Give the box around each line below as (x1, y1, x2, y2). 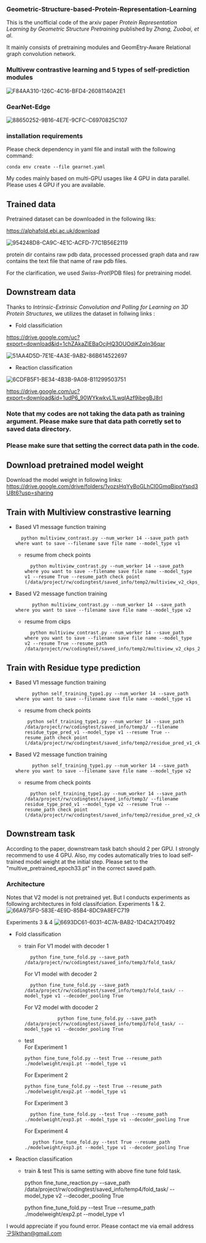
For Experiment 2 (24, 1071, 69, 1079)
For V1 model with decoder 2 (24, 970, 97, 978)
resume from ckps (24, 618, 71, 625)
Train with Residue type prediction (6, 663, 141, 673)
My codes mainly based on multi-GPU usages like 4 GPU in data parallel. (6, 175, 190, 182)
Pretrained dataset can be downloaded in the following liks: (6, 215, 156, 222)
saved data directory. (6, 425, 72, 433)
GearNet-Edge (6, 102, 51, 111)
